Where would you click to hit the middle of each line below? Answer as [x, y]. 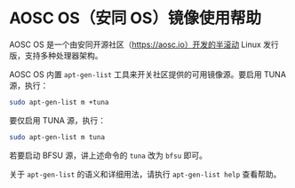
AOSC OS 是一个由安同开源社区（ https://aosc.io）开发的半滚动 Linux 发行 [144, 44]
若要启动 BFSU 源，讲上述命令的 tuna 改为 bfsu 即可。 [108, 155]
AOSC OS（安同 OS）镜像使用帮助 [136, 18]
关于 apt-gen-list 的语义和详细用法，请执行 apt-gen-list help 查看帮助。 [145, 174]
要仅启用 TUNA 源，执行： [58, 120]
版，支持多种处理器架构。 [56, 55]
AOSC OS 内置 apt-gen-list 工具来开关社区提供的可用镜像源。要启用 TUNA [148, 74]
